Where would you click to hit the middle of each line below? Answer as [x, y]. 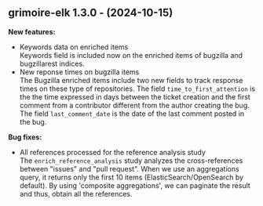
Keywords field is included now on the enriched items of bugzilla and [131, 55]
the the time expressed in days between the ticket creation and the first [135, 96]
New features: [32, 31]
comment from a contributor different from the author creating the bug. [134, 105]
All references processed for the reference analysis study [113, 152]
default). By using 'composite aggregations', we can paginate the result [135, 185]
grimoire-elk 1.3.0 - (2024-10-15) [91, 13]
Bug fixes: [25, 137]
